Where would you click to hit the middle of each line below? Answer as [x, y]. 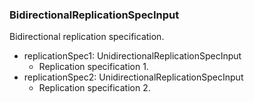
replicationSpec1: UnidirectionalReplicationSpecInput [132, 56]
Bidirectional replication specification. [87, 37]
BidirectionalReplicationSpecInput [94, 15]
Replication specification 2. [94, 88]
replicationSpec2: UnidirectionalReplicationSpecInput [133, 77]
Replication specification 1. [93, 67]
